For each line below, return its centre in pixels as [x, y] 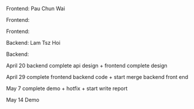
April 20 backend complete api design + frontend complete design [87, 65]
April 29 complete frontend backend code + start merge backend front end [97, 77]
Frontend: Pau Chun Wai [36, 9]
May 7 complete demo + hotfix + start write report [67, 88]
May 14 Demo [23, 100]
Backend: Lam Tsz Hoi [33, 43]
